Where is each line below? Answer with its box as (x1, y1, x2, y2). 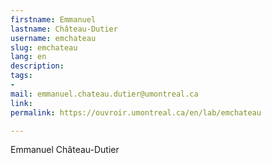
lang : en (10, 52, 47, 62)
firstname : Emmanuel (10, 14, 97, 25)
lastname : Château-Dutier (10, 24, 118, 34)
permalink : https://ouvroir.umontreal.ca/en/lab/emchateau (10, 107, 262, 118)
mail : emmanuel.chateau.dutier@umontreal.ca (10, 89, 199, 99)
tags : (10, 71, 33, 81)
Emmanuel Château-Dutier (10, 144, 120, 156)
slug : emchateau (10, 42, 78, 53)
